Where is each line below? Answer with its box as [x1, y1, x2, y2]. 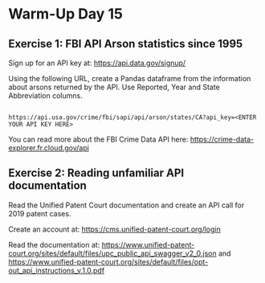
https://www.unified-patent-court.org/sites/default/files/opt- [8, 256, 209, 266]
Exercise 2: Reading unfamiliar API [8, 166, 185, 180]
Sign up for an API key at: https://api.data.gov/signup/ [8, 58, 186, 68]
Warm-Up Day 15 [8, 5, 123, 23]
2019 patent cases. [8, 208, 71, 218]
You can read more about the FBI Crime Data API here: [8, 134, 189, 144]
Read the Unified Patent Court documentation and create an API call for [8, 200, 245, 210]
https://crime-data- [190, 134, 255, 144]
